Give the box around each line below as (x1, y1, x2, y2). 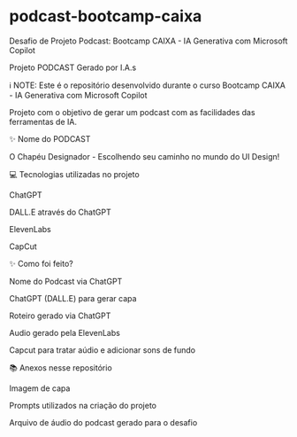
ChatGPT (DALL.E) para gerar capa (9, 293, 137, 303)
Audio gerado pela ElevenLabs (9, 327, 121, 338)
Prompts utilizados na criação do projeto (9, 400, 157, 410)
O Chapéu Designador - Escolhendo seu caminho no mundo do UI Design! (9, 151, 280, 161)
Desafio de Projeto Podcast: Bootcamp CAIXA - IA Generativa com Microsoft (9, 35, 288, 46)
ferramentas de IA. (9, 116, 78, 127)
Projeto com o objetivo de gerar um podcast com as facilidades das (9, 106, 255, 117)
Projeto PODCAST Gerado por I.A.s (9, 62, 137, 73)
